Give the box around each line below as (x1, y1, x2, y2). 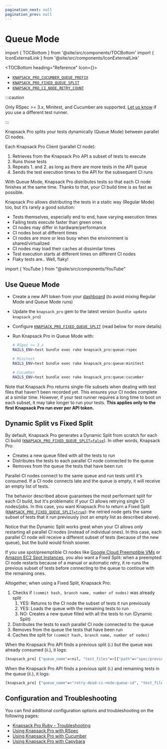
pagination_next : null (5, 7, 52, 12)
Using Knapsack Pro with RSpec (12, 728, 79, 734)
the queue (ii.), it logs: (5, 671, 50, 677)
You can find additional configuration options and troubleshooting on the (5, 707, 154, 713)
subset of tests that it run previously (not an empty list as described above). (5, 514, 160, 520)
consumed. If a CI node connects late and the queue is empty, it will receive (5, 478, 161, 484)
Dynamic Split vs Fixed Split (5, 419, 93, 428)
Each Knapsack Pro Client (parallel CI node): (5, 144, 96, 150)
